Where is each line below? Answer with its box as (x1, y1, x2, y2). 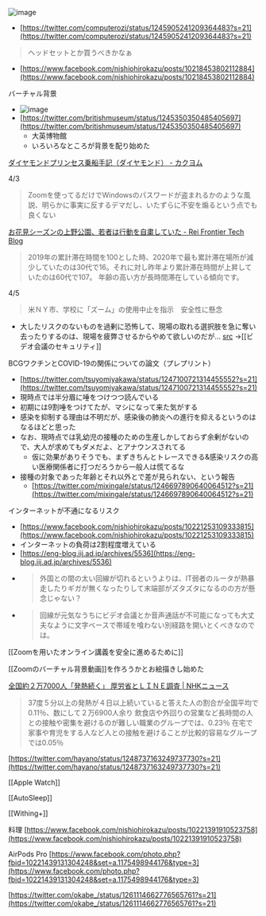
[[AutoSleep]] (8, 793, 53, 802)
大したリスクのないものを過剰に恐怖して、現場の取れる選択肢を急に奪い (19, 322, 256, 331)
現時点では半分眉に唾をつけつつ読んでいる (19, 393, 160, 401)
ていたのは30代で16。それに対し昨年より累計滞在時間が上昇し (41, 263, 245, 272)
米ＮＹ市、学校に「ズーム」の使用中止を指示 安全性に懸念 (27, 305, 223, 314)
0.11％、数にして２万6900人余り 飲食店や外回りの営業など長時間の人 (27, 708, 254, 717)
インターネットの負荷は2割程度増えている (19, 540, 156, 549)
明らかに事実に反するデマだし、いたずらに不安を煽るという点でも (41, 200, 258, 209)
